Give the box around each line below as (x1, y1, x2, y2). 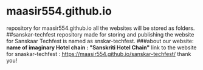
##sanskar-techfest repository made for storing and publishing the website (6, 30, 194, 38)
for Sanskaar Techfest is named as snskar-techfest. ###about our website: (6, 37, 194, 44)
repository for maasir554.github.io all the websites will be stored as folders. (6, 24, 195, 32)
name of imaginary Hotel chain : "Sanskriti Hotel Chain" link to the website (6, 44, 197, 51)
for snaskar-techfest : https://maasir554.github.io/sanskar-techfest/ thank (6, 50, 191, 57)
